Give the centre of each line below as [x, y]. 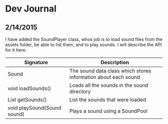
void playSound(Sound [34, 108]
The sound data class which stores [110, 71]
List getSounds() [27, 100]
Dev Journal [31, 9]
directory [80, 92]
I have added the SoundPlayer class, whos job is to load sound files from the [84, 39]
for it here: [16, 50]
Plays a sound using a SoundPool [108, 111]
